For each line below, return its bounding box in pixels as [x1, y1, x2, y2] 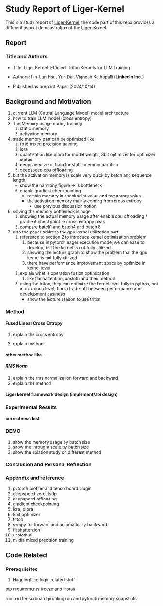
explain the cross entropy [12, 331, 64, 337]
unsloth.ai [12, 532, 33, 538]
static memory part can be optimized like [12, 136, 95, 142]
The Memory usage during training [12, 121, 82, 126]
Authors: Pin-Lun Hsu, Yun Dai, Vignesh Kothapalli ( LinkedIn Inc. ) [12, 74, 144, 80]
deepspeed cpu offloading [19, 167, 73, 173]
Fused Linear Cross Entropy [5, 320, 63, 326]
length [12, 178, 26, 183]
